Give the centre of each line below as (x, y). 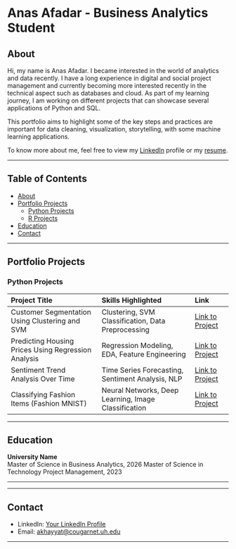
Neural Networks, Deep (140, 390)
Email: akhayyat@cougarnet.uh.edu (69, 531)
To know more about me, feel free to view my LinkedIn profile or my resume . (118, 150)
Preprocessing (125, 330)
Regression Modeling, (137, 345)
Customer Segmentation (51, 312)
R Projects (43, 218)
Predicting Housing (42, 341)
